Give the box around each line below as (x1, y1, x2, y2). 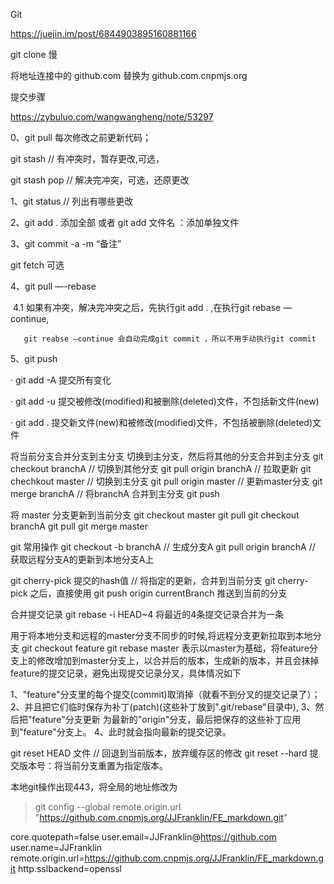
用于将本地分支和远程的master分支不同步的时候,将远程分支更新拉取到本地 (10, 630, 313, 641)
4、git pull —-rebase (10, 280, 97, 292)
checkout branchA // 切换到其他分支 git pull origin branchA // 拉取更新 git (10, 463, 312, 474)
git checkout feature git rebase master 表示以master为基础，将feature (21, 642, 310, 654)
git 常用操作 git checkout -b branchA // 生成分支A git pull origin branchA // (10, 541, 316, 553)
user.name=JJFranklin (10, 842, 103, 853)
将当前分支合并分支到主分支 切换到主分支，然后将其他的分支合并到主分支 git (10, 450, 324, 462)
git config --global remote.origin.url (34, 801, 182, 813)
